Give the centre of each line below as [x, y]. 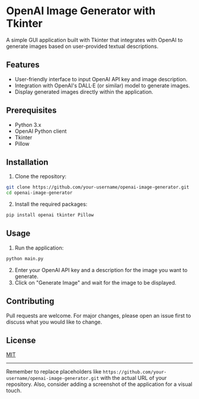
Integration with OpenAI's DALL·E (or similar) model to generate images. [102, 85]
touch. [14, 391]
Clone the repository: [41, 177]
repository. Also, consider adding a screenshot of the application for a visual [99, 384]
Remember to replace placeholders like [54, 372]
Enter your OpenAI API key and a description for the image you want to [101, 270]
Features [23, 65]
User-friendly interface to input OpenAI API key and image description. [101, 79]
